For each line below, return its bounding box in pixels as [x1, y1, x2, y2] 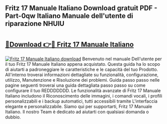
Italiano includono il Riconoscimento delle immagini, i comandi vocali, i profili [5, 93, 163, 99]
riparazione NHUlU [5, 19, 65, 28]
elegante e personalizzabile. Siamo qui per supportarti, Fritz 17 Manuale [5, 104, 153, 109]
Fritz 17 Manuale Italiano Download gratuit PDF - [5, 4, 158, 12]
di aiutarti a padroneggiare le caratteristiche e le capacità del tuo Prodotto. [5, 67, 159, 72]
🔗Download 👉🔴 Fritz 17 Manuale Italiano [5, 40, 134, 49]
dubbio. [5, 114, 21, 120]
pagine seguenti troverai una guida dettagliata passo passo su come [5, 82, 146, 88]
